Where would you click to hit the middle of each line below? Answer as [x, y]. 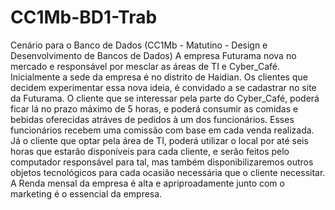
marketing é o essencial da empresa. [86, 193]
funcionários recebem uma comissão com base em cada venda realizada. [162, 130]
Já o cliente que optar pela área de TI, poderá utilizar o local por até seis [159, 140]
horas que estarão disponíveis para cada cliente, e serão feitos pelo [150, 151]
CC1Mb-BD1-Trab [84, 17]
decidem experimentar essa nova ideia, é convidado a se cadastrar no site [163, 87]
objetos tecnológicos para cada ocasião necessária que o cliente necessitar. [168, 172]
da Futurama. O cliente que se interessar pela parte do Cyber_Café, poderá [165, 98]
